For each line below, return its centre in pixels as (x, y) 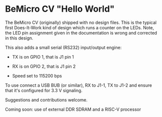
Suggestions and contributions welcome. (46, 100)
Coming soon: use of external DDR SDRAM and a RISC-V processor (73, 109)
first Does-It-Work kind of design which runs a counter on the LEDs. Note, (80, 27)
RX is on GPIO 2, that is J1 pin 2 (44, 66)
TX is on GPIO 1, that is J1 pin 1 (43, 57)
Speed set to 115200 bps (37, 76)
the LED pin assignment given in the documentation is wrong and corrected (81, 33)
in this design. (19, 38)
